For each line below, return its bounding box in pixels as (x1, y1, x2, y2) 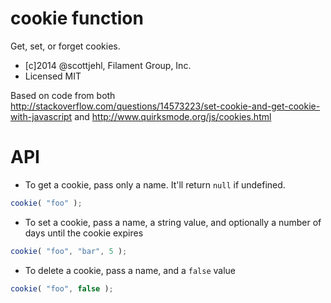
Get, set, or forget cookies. (10, 40, 121, 52)
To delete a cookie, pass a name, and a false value (24, 264, 236, 276)
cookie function (10, 7, 144, 30)
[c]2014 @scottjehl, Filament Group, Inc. (24, 59, 192, 71)
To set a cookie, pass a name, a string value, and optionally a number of (24, 216, 322, 228)
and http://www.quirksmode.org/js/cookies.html (74, 110, 272, 122)
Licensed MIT (24, 70, 82, 82)
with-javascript (10, 110, 73, 122)
